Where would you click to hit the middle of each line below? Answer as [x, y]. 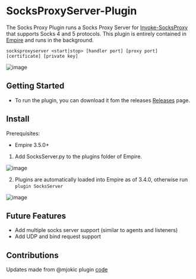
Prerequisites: [23, 133]
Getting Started [35, 86]
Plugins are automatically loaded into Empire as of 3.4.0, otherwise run [101, 179]
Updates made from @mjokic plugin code [57, 269]
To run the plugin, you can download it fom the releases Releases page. [102, 100]
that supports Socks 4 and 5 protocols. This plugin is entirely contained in [97, 33]
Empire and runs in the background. [50, 40]
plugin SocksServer [39, 186]
